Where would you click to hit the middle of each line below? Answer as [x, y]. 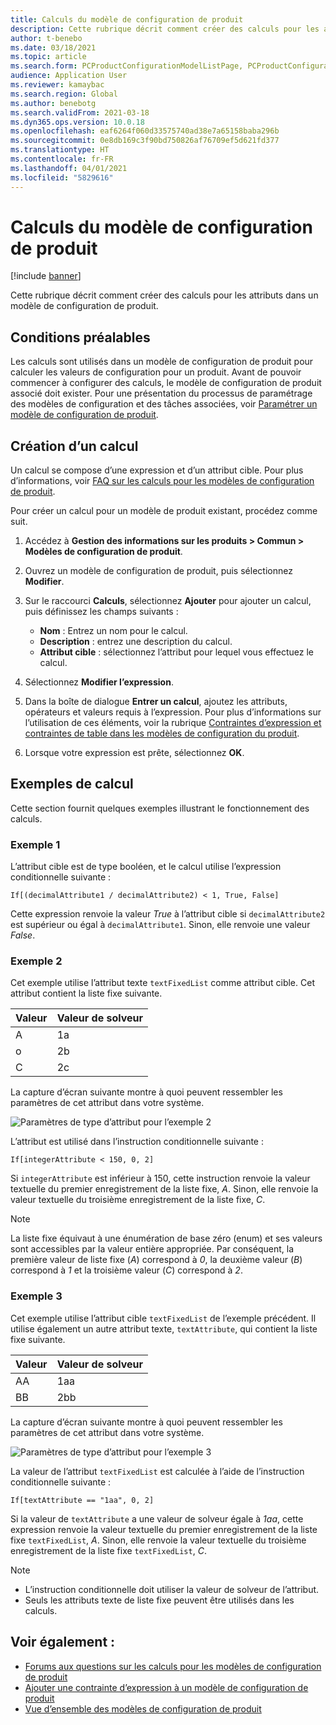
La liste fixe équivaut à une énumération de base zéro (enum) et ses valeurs [166, 1238]
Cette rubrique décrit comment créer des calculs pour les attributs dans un [164, 295]
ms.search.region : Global [64, 94]
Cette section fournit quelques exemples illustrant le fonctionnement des [160, 808]
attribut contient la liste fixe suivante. [86, 993]
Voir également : [63, 1642]
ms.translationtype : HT [60, 150]
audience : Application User [69, 76]
